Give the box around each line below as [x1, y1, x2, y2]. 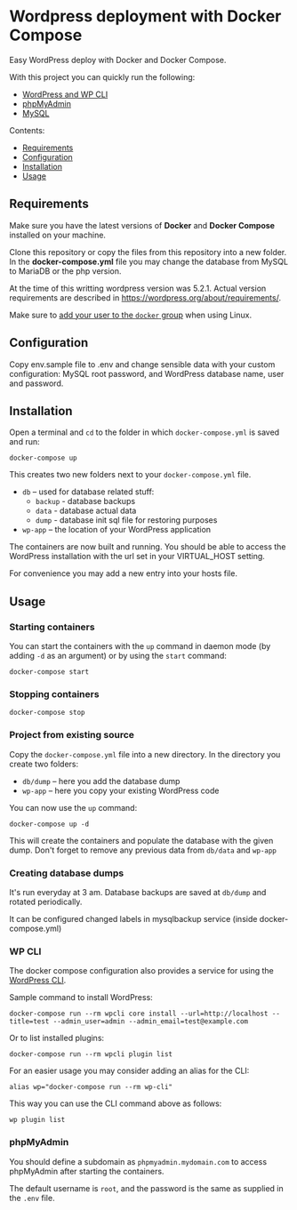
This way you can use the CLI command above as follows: [9, 1098, 222, 1109]
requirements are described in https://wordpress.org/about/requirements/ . [9, 292, 282, 303]
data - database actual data [35, 505, 137, 517]
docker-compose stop [9, 709, 86, 717]
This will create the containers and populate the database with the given [9, 835, 274, 845]
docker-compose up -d [9, 820, 90, 829]
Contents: [9, 124, 45, 135]
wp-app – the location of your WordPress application [21, 525, 212, 535]
